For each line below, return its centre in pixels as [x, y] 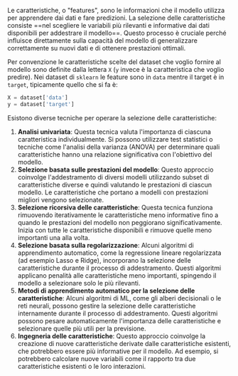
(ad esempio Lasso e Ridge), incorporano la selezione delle [104, 260]
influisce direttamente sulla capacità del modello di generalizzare [102, 41]
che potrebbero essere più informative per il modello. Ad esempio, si [118, 351]
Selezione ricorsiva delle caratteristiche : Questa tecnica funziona [115, 207]
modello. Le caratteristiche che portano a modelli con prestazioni [113, 192]
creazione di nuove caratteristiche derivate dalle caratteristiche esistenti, [124, 343]
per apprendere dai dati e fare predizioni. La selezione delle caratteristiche [117, 18]
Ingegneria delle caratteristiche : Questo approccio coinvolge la [112, 336]
